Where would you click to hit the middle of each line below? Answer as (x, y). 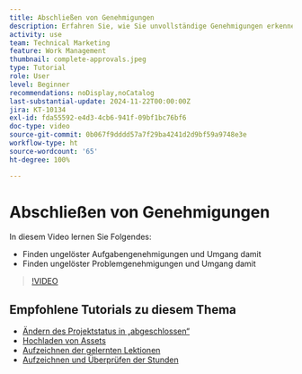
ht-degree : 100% (40, 160)
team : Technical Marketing (60, 43)
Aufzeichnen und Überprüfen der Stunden (100, 360)
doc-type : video (40, 127)
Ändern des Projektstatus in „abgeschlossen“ (106, 331)
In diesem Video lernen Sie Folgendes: (80, 237)
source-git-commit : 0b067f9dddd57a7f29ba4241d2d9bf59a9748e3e (128, 135)
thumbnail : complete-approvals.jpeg (78, 59)
